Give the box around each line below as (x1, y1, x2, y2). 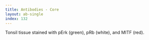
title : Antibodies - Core (5, 7, 59, 12)
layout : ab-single (5, 12, 43, 17)
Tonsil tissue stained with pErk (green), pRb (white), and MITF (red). (5, 30, 145, 36)
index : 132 (5, 16, 28, 21)
